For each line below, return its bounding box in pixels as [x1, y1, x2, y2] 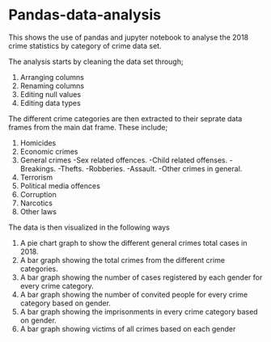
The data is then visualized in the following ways [8, 222, 170, 232]
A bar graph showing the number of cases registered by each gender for [19, 272, 263, 282]
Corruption [19, 189, 57, 199]
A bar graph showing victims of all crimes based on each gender [19, 323, 236, 333]
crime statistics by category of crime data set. [8, 40, 162, 50]
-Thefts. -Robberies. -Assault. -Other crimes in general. [57, 163, 243, 173]
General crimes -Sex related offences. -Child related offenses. [19, 155, 228, 165]
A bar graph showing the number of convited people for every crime [19, 289, 248, 299]
